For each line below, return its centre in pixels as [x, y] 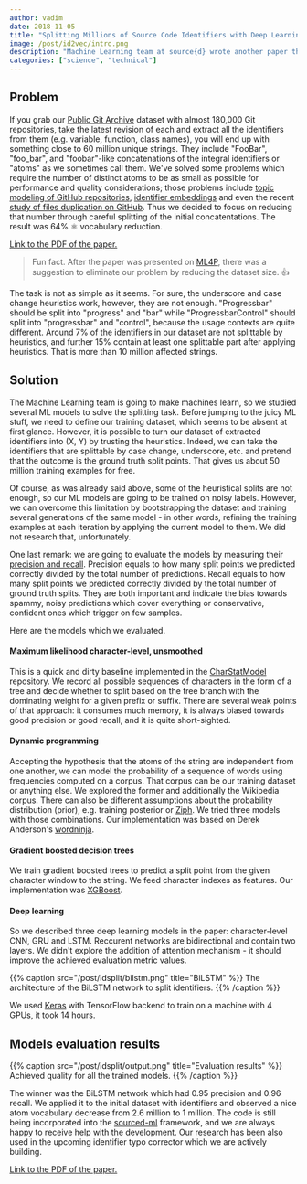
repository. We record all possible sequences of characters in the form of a [151, 681]
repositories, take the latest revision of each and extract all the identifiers [147, 129]
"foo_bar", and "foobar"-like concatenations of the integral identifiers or [145, 158]
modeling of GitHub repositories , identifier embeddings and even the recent [152, 197]
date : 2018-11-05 [42, 27]
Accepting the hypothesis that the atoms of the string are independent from [152, 762]
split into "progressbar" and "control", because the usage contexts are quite [152, 322]
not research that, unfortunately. [70, 537]
